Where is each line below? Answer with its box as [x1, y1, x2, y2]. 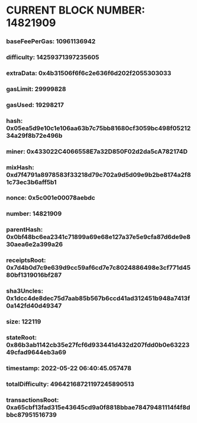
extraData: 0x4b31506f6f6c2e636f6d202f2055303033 [6, 69, 172, 77]
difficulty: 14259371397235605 [6, 53, 99, 62]
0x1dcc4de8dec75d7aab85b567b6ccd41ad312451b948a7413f [6, 294, 190, 302]
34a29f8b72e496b [6, 131, 63, 140]
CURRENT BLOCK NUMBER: [6, 4, 146, 17]
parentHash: [6, 225, 43, 234]
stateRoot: [6, 334, 37, 342]
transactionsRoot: [6, 396, 59, 404]
